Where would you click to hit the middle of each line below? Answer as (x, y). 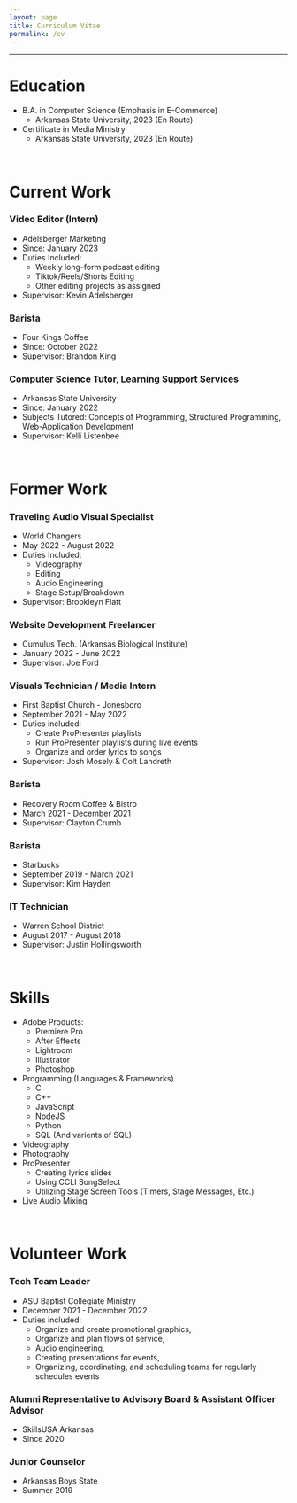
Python (48, 1126)
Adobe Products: (53, 1022)
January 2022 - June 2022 (71, 654)
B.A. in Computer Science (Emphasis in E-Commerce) (120, 111)
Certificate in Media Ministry (73, 129)
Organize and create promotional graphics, (113, 1329)
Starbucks (41, 865)
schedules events (67, 1376)
